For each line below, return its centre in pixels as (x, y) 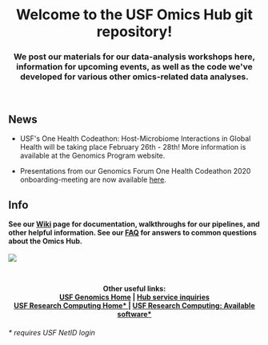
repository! (134, 32)
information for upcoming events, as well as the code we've (134, 67)
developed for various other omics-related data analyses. (134, 77)
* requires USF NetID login (52, 332)
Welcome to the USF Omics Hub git (134, 15)
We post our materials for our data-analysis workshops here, (134, 57)
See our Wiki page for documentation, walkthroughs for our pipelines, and (134, 224)
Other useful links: (134, 289)
